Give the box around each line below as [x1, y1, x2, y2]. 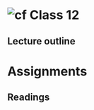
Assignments [7, 63, 88, 79]
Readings [7, 92, 50, 104]
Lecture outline [7, 35, 76, 47]
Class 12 [29, 7, 80, 23]
